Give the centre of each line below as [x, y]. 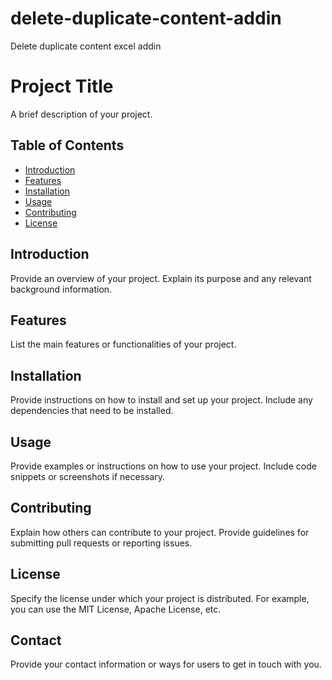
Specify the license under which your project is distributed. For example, [160, 598]
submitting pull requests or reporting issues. [101, 543]
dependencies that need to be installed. [92, 411]
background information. [61, 289]
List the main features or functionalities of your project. [123, 344]
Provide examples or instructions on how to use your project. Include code [163, 466]
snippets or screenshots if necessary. [88, 476]
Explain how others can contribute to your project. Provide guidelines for [160, 532]
